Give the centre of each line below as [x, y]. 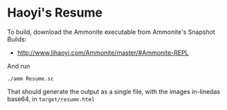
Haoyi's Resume [55, 13]
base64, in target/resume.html [51, 99]
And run [19, 66]
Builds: [17, 39]
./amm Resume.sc [30, 79]
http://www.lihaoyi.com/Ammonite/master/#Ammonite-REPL [103, 53]
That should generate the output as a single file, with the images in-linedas [113, 91]
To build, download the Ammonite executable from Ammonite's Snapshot [111, 32]
